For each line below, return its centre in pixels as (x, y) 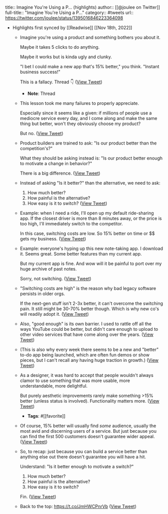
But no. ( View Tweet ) (42, 133)
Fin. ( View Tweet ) (38, 497)
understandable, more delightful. (54, 386)
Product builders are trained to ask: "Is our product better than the (88, 143)
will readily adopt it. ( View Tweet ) (54, 314)
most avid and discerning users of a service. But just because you (88, 431)
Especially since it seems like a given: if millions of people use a (86, 113)
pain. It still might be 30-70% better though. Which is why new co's (90, 309)
